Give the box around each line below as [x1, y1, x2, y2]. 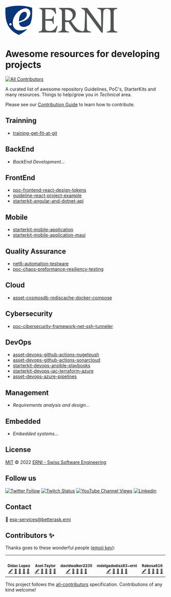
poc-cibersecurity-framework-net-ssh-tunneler [12, 323, 113, 329]
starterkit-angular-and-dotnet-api [12, 198, 84, 204]
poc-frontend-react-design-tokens [12, 187, 87, 193]
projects [5, 59, 42, 71]
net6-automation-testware [12, 261, 69, 266]
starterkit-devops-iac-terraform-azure [12, 368, 94, 374]
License [5, 445, 31, 454]
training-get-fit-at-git [12, 130, 57, 136]
